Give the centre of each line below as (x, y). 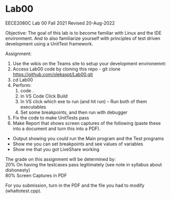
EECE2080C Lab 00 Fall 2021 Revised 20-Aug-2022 (60, 23)
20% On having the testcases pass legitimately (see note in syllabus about (84, 164)
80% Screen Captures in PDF (36, 175)
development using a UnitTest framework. (49, 43)
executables (33, 107)
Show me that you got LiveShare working (56, 149)
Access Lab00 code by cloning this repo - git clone (67, 69)
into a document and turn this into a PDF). (56, 129)
